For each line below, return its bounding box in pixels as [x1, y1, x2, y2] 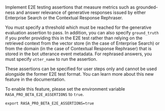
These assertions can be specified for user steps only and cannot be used [5, 66, 157, 72]
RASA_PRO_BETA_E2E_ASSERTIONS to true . [5, 92, 84, 97]
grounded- [136, 4, 158, 10]
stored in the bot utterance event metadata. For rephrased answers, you [5, 51, 152, 57]
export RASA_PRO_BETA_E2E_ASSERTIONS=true [5, 101, 94, 106]
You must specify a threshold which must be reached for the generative [5, 24, 152, 30]
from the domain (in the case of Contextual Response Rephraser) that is [5, 46, 152, 51]
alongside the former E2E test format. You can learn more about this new [5, 71, 154, 77]
